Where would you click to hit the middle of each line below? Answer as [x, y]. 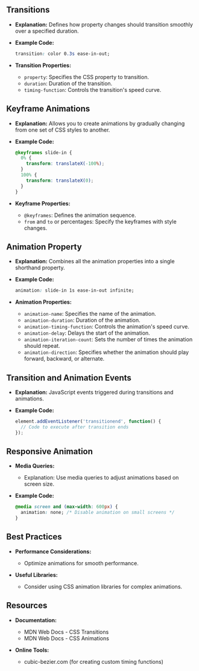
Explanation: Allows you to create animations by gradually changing [100, 123]
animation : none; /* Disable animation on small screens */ [98, 513]
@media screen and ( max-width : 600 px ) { [66, 507]
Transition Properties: [43, 65]
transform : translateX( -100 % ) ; [65, 164]
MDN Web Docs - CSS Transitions [66, 632]
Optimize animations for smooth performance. [81, 563]
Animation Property [44, 247]
